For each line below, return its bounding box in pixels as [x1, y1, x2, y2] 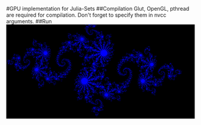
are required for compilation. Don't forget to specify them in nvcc [6, 11, 166, 19]
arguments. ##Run [6, 18, 52, 25]
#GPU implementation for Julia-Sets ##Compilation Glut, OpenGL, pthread [6, 5, 190, 12]
